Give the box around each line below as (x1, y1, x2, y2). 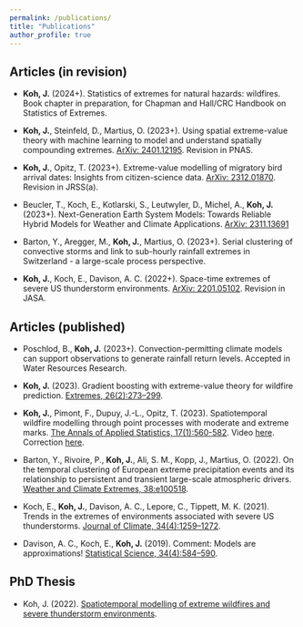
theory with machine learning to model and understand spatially (22, 135, 262, 146)
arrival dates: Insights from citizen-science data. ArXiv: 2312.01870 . (22, 172, 276, 183)
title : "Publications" (9, 22, 96, 31)
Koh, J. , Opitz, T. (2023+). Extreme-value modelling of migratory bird (22, 162, 283, 173)
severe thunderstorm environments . (22, 608, 157, 619)
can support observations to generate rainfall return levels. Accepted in (22, 353, 291, 364)
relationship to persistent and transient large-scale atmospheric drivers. (22, 474, 292, 484)
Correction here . (22, 437, 85, 447)
